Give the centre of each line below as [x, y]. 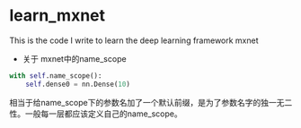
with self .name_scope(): [56, 76]
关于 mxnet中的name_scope [75, 58]
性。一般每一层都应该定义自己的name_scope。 [96, 114]
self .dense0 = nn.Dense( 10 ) [78, 84]
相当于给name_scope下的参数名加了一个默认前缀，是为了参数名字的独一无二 [151, 102]
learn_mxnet [58, 16]
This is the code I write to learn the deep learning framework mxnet [134, 40]
